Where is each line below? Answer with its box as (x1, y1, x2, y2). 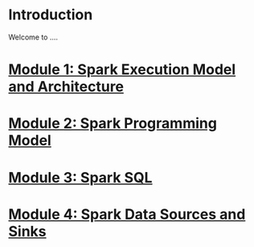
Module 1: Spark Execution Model (8, 60, 236, 79)
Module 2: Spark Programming (8, 114, 217, 133)
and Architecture (8, 78, 125, 96)
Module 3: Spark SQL (8, 168, 153, 187)
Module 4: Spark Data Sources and (8, 205, 246, 223)
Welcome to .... (8, 32, 59, 42)
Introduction (8, 6, 93, 24)
